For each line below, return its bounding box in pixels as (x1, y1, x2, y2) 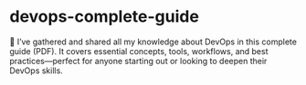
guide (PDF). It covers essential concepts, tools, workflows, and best (9, 45, 269, 56)
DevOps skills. (9, 65, 64, 76)
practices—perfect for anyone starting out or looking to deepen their (9, 55, 268, 66)
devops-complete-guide (9, 6, 199, 27)
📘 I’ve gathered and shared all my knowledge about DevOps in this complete (9, 36, 297, 47)
